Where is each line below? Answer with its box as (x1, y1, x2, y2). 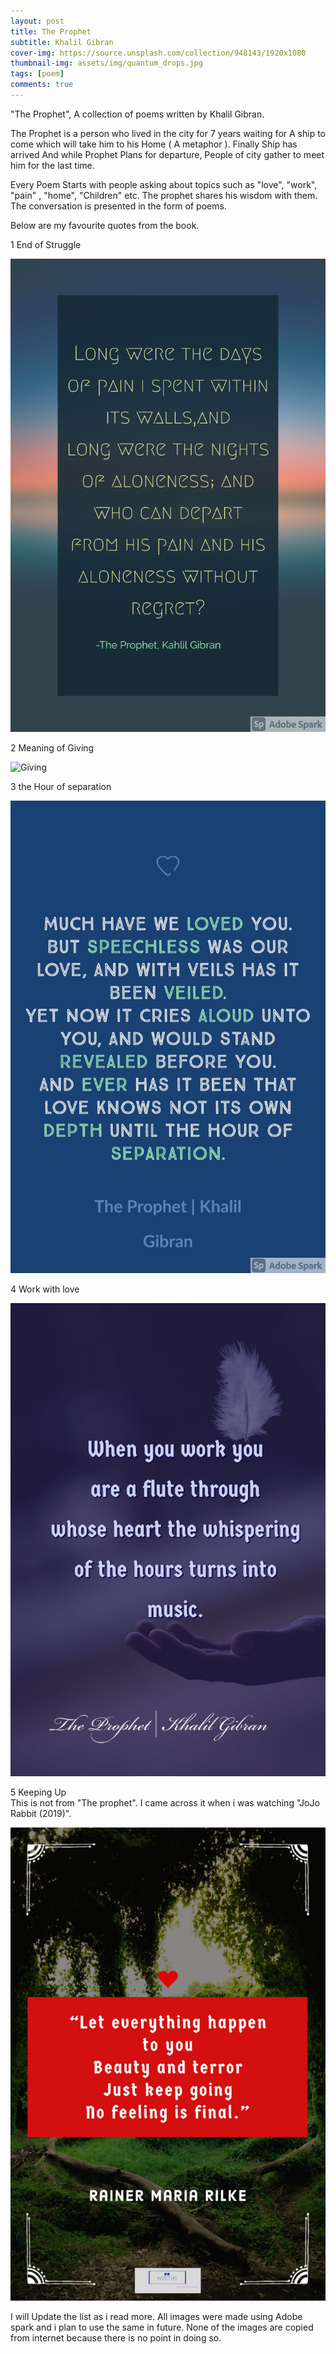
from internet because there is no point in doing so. (10, 2331, 222, 2344)
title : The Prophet (10, 26, 92, 37)
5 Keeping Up (10, 1786, 67, 1799)
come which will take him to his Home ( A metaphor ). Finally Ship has (10, 138, 298, 150)
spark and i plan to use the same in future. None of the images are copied (10, 2321, 314, 2333)
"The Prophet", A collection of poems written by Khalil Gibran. (10, 108, 265, 120)
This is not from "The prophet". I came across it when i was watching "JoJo (10, 1797, 320, 1809)
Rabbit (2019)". (10, 1808, 72, 1820)
